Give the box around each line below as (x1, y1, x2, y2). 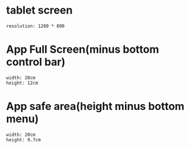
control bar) (6, 56, 66, 69)
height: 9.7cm (6, 137, 41, 142)
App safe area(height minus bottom (6, 100, 185, 113)
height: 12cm (6, 80, 38, 86)
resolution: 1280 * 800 (6, 23, 65, 29)
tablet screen (6, 4, 73, 17)
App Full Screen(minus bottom (6, 43, 159, 56)
